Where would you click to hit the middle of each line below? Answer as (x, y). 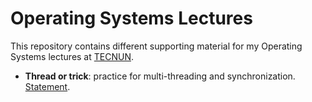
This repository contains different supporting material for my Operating (156, 46)
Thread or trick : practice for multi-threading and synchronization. (160, 76)
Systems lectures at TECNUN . (72, 56)
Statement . (47, 86)
